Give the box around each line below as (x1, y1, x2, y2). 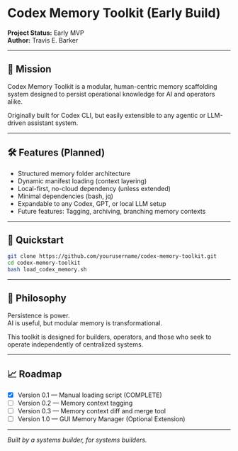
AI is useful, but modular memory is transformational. (7, 318, 163, 327)
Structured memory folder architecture (17, 169, 131, 178)
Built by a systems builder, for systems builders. (7, 435, 147, 444)
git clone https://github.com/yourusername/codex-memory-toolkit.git (7, 253, 217, 260)
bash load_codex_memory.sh (7, 266, 87, 273)
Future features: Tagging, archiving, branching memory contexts (17, 207, 206, 215)
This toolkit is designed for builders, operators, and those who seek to (7, 332, 212, 341)
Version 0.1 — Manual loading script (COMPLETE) (17, 391, 162, 399)
